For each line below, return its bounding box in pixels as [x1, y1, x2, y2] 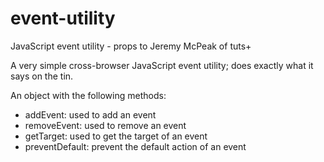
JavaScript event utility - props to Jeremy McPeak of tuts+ [10, 40, 252, 52]
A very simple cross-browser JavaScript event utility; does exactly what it [10, 59, 314, 71]
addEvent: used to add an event [24, 108, 157, 121]
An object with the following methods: [10, 89, 167, 101]
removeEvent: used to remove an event [24, 119, 187, 131]
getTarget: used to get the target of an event [24, 130, 208, 142]
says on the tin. [10, 70, 74, 82]
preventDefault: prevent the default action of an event [24, 140, 247, 152]
